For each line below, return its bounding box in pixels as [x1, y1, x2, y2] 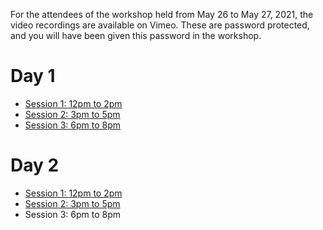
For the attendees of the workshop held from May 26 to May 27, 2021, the [10, 9, 314, 20]
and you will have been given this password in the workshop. [10, 30, 262, 41]
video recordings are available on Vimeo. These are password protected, [10, 19, 310, 31]
